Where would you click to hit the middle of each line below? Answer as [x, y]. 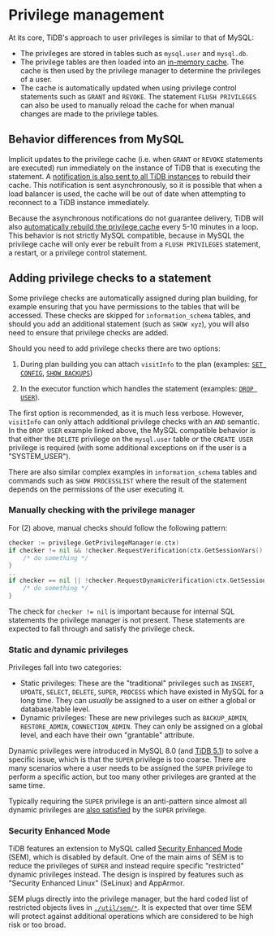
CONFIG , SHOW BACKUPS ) [56, 373]
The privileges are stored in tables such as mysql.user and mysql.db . [134, 53]
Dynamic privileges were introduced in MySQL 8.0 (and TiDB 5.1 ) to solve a [133, 751]
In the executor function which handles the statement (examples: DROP [137, 388]
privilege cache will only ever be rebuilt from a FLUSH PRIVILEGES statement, [135, 244]
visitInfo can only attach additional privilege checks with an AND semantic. [134, 422]
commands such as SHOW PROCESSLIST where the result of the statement [128, 480]
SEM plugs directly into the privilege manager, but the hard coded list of [129, 899]
